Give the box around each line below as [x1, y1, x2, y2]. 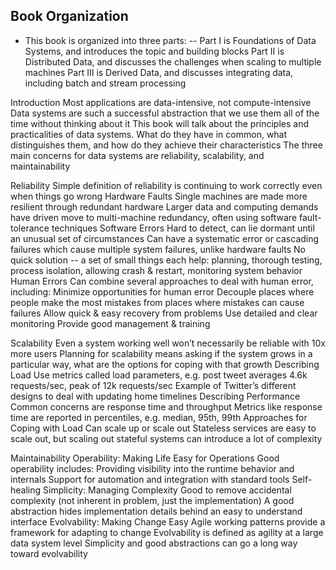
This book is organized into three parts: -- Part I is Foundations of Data [24, 34, 317, 46]
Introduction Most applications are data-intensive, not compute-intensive [10, 96, 312, 108]
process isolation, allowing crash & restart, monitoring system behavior [10, 264, 303, 276]
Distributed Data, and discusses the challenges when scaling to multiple [24, 55, 322, 68]
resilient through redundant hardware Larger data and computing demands [10, 200, 319, 213]
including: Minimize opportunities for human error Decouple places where [10, 285, 315, 298]
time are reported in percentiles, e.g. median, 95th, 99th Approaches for [10, 411, 308, 423]
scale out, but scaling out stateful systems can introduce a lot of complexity [10, 432, 323, 444]
